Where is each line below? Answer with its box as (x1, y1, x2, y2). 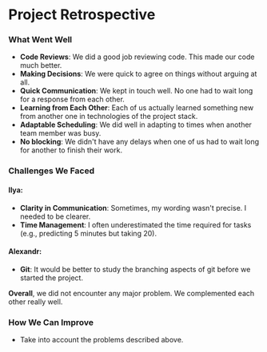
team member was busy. (19, 129, 102, 138)
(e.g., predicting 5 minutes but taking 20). (19, 228, 157, 238)
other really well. (8, 297, 63, 307)
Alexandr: (8, 247, 42, 256)
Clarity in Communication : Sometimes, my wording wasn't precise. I (19, 203, 247, 212)
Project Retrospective (8, 6, 156, 24)
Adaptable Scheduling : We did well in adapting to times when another (19, 120, 252, 129)
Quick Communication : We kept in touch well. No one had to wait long (19, 86, 253, 96)
